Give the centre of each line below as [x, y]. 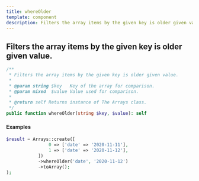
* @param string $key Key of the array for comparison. [82, 86]
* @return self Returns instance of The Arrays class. [78, 102]
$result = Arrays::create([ [41, 140]
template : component [32, 17]
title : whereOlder [29, 12]
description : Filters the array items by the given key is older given [96, 22]
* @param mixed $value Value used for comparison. [74, 91]
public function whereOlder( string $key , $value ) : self [76, 114]
